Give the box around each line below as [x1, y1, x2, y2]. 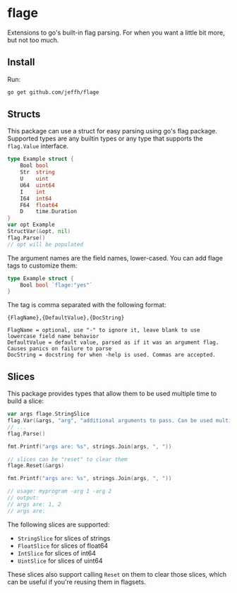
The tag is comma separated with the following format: [7, 301, 166, 309]
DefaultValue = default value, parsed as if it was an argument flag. [7, 339, 219, 347]
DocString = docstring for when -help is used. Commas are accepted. [7, 352, 217, 359]
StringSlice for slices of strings [17, 534, 111, 542]
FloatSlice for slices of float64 [17, 541, 109, 550]
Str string [20, 169, 55, 176]
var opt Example [7, 221, 55, 229]
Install [7, 56, 35, 68]
